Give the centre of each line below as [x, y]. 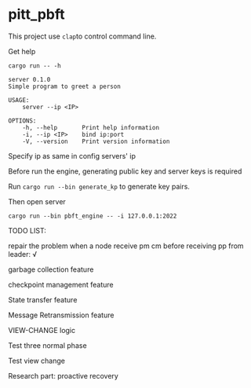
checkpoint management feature [61, 284]
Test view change [36, 361]
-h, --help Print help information [91, 127]
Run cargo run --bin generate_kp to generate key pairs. [99, 186]
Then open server [37, 201]
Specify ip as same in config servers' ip [72, 156]
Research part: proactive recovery [64, 375]
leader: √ [23, 254]
